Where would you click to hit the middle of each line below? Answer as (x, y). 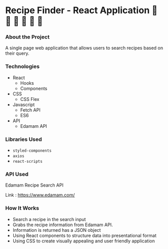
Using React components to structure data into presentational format (85, 235)
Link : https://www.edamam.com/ (40, 195)
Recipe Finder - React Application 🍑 (81, 10)
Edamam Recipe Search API (34, 185)
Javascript (24, 104)
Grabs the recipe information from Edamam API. (63, 225)
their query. (17, 53)
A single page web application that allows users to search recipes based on (84, 48)
